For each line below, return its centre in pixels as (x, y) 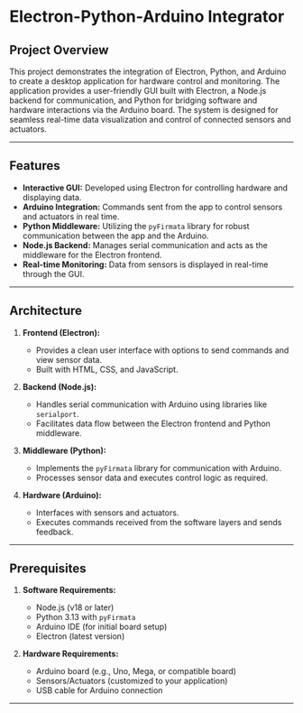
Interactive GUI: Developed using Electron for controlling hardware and (155, 188)
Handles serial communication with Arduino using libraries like (151, 404)
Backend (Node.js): (60, 386)
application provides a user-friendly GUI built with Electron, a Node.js (138, 91)
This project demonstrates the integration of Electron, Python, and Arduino (148, 71)
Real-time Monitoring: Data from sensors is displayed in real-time (145, 264)
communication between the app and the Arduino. (115, 236)
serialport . (57, 413)
